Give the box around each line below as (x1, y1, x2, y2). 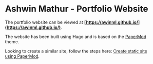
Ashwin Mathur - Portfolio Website (5, 3, 149, 14)
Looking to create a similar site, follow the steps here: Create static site (5, 48, 148, 54)
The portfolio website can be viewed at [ (5, 19, 86, 25)
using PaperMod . (5, 53, 40, 59)
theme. (5, 38, 19, 44)
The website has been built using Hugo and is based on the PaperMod (5, 34, 147, 39)
